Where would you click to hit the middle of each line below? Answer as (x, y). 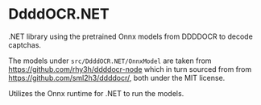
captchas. (25, 44)
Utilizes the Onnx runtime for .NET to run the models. (96, 93)
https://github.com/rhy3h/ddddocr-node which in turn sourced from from (130, 69)
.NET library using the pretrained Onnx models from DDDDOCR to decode (131, 36)
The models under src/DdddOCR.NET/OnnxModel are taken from (110, 61)
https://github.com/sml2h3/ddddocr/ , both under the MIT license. (117, 78)
